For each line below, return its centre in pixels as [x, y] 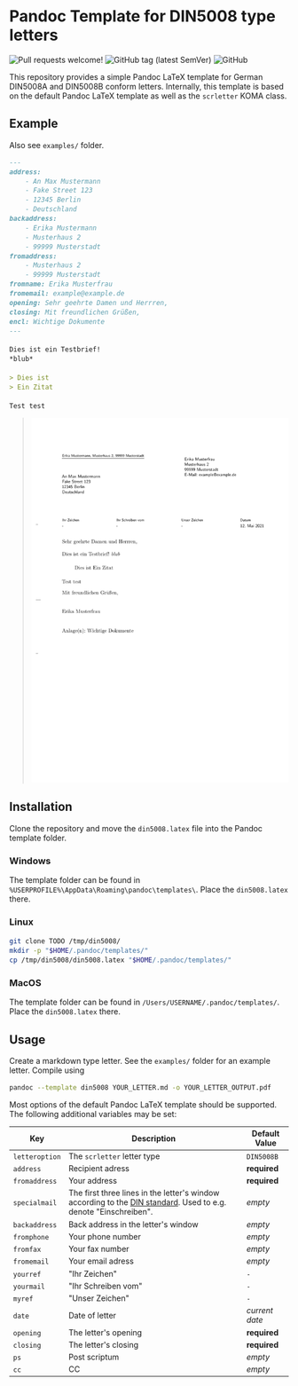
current [259, 1311]
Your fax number [99, 1249]
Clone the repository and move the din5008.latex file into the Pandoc [136, 828]
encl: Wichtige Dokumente [57, 321]
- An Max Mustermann [63, 181]
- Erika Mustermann [61, 228]
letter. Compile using [47, 1070]
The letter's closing [103, 1344]
